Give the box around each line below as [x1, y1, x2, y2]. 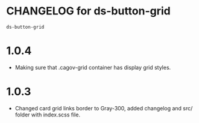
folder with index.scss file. [14, 111, 80, 118]
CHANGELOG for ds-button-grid [6, 4, 171, 18]
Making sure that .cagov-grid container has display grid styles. [14, 64, 171, 71]
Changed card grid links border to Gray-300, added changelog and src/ [14, 104, 193, 112]
